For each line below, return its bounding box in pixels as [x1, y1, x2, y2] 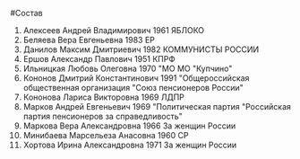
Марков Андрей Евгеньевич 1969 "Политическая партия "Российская [22, 102, 292, 111]
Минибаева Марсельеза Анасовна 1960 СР [22, 130, 189, 140]
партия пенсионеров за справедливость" [22, 111, 183, 121]
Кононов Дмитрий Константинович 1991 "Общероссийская [22, 73, 250, 84]
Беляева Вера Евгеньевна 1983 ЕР [22, 35, 156, 45]
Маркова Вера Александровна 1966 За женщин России [22, 120, 236, 131]
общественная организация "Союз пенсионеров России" [22, 83, 244, 93]
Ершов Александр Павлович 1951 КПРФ [22, 54, 176, 64]
